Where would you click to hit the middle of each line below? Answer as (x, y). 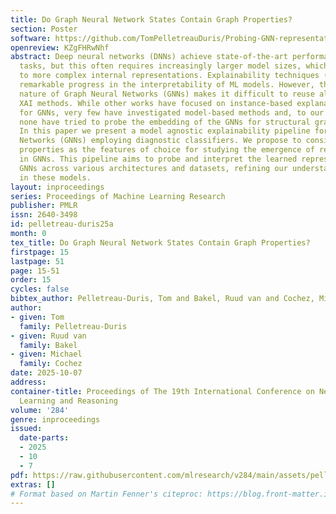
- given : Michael (46, 354)
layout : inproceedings (57, 187)
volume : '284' (40, 410)
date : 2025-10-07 (46, 373)
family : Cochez (51, 364)
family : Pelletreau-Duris (73, 326)
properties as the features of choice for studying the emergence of (167, 150)
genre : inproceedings (55, 419)
